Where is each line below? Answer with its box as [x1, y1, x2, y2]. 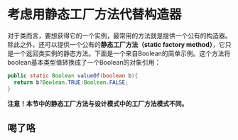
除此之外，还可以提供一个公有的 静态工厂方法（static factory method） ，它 [7, 40, 225, 48]
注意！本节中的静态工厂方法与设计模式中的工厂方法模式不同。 [7, 99, 188, 107]
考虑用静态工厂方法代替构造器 [7, 6, 183, 23]
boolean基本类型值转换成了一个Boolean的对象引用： [7, 58, 161, 66]
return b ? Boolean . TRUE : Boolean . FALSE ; [13, 79, 129, 86]
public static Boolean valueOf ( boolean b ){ [7, 72, 139, 79]
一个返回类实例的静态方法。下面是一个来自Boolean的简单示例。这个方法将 [13, 49, 231, 58]
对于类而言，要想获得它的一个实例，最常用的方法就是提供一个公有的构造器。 [7, 31, 232, 40]
